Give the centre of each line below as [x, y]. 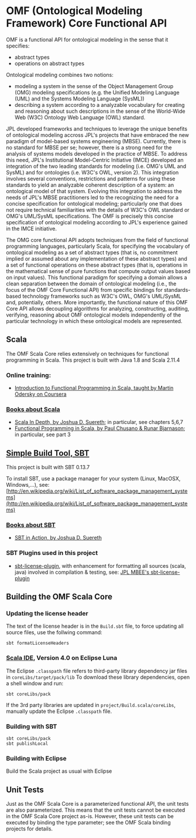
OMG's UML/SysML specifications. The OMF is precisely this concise [90, 216]
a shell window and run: [35, 683]
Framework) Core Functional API [87, 23]
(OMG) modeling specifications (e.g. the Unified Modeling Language [97, 92]
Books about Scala [33, 409]
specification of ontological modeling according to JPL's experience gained [97, 222]
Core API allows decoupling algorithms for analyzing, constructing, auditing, [98, 308]
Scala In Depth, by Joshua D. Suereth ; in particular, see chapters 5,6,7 [99, 422]
